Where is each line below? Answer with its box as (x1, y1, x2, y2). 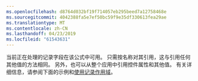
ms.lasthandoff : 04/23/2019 (6, 31, 76, 37)
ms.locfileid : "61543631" (6, 36, 70, 42)
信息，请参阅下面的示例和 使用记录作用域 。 (11, 68, 116, 75)
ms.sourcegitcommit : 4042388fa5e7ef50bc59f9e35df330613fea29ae (6, 14, 167, 20)
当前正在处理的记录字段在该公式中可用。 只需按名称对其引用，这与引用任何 (6, 54, 191, 60)
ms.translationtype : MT (6, 20, 66, 26)
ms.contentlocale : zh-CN (6, 25, 68, 32)
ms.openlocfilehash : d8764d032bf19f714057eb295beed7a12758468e (6, 8, 167, 15)
